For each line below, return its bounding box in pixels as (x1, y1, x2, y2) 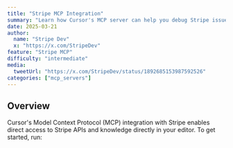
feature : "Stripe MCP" (7, 49, 73, 56)
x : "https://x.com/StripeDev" (13, 42, 101, 49)
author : (7, 29, 30, 37)
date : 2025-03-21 (7, 23, 58, 30)
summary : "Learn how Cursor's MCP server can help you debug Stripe (7, 17, 209, 24)
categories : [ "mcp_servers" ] (7, 74, 92, 82)
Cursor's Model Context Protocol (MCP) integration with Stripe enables (7, 118, 210, 127)
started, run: (7, 133, 43, 142)
